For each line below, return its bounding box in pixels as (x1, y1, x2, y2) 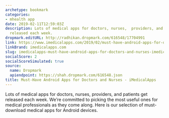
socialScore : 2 (5, 54, 37, 59)
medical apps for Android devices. (27, 107, 98, 113)
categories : (5, 12, 30, 17)
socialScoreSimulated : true (5, 59, 64, 64)
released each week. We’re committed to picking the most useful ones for (5, 96, 158, 102)
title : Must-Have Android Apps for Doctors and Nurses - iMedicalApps (5, 77, 156, 82)
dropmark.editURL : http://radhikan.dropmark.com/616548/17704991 (5, 36, 145, 41)
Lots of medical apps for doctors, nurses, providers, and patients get (5, 91, 148, 97)
